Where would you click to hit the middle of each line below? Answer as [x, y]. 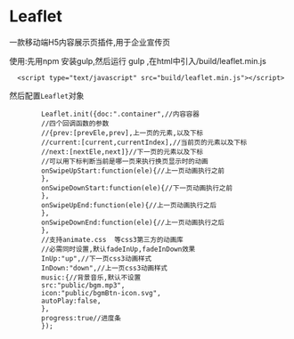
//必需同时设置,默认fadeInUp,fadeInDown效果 [118, 249]
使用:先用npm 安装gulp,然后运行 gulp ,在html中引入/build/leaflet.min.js [138, 61]
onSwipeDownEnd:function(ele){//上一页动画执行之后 [133, 222]
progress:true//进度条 [82, 318]
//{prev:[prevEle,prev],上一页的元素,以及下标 [122, 133]
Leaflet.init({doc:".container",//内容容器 [121, 114]
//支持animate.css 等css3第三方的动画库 [113, 239]
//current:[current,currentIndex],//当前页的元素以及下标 [144, 142]
